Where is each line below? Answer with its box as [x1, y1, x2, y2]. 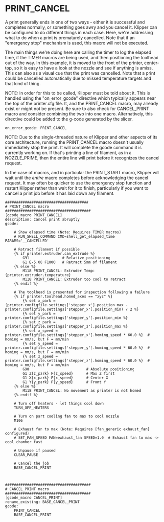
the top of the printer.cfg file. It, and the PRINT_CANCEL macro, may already [5, 100, 159, 106]
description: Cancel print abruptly [5, 217, 80, 222]
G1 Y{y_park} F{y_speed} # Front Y [23, 380, 106, 385]
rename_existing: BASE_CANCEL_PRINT [5, 499, 80, 504]
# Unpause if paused [14, 448, 56, 453]
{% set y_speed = [23, 341, 58, 346]
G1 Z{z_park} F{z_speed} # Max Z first [23, 371, 115, 376]
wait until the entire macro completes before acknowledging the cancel [5, 175, 148, 181]
